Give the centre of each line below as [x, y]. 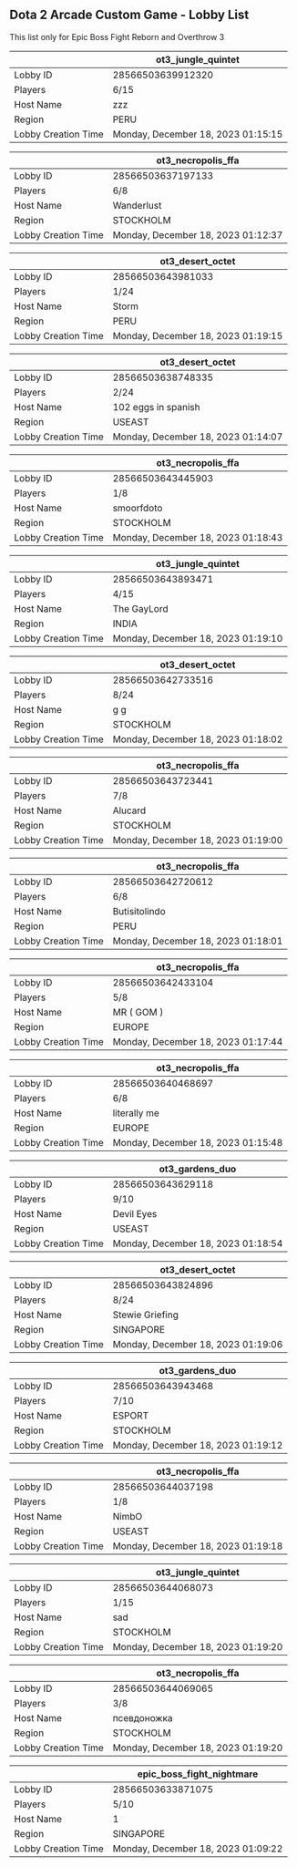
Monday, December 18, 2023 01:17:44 [198, 1041]
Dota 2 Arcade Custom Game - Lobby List [129, 15]
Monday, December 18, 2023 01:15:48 [198, 1142]
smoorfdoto [138, 508]
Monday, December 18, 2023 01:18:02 [198, 739]
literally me [136, 1113]
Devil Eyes [135, 1213]
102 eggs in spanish [156, 407]
